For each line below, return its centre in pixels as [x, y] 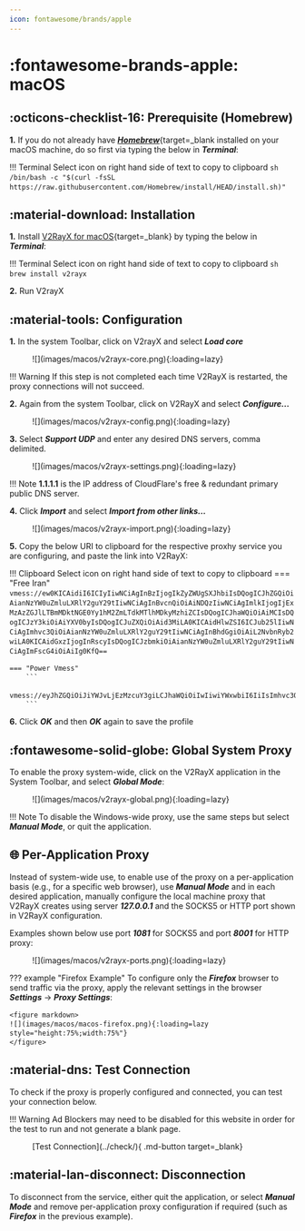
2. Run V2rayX [37, 291]
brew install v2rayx [49, 274]
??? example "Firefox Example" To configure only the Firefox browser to [144, 978]
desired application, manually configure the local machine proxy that [138, 896]
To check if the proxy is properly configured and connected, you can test [146, 1092]
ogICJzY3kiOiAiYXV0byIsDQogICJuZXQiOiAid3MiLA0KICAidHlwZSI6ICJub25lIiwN [152, 623]
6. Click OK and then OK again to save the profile [101, 722]
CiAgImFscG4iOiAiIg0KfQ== [58, 652]
